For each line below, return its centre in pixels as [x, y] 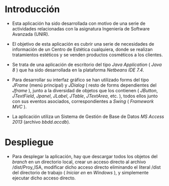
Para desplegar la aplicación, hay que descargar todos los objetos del [85, 156]
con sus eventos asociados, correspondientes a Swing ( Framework [83, 101]
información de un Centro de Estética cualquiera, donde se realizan [82, 49]
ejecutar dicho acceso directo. [44, 178]
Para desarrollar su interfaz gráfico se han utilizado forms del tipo [80, 80]
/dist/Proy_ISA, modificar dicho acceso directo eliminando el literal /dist [86, 167]
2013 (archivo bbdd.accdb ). [41, 122]
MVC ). [19, 106]
